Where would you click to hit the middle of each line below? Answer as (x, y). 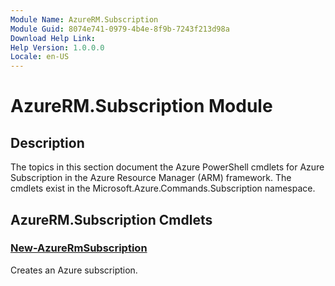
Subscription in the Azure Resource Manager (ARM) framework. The (151, 178)
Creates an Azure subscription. (74, 270)
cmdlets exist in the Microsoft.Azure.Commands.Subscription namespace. (163, 188)
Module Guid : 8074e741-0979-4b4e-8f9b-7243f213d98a (120, 29)
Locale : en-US (40, 57)
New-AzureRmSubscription (79, 248)
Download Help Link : (53, 38)
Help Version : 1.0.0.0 (57, 47)
